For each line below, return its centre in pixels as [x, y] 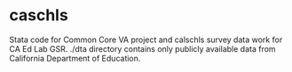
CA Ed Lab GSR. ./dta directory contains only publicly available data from [143, 48]
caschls [39, 15]
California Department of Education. [75, 58]
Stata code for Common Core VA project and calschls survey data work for [146, 40]
